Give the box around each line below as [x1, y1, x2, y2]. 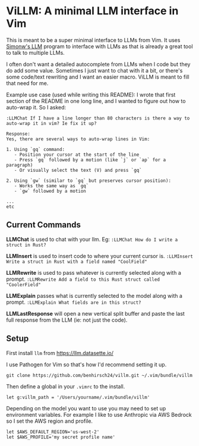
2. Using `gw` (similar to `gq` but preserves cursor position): [6, 177, 171, 184]
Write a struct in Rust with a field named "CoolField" [6, 259, 147, 265]
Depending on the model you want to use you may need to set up [6, 404, 166, 412]
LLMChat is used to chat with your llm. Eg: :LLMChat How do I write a [6, 235, 178, 243]
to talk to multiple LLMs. [6, 49, 65, 56]
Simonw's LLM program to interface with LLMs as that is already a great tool [6, 43, 193, 50]
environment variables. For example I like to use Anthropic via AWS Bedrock [6, 411, 192, 418]
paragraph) [6, 162, 33, 168]
